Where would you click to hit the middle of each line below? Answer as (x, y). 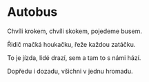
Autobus (32, 12)
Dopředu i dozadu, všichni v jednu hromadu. (70, 71)
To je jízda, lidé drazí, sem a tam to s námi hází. (74, 58)
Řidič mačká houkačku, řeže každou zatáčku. (71, 44)
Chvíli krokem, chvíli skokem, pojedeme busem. (75, 31)
